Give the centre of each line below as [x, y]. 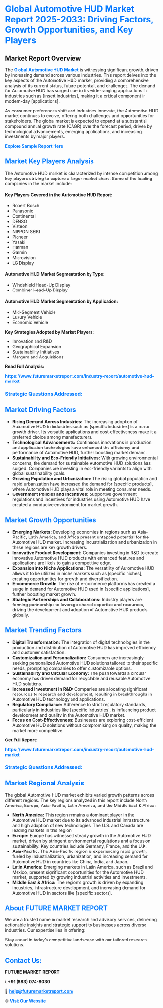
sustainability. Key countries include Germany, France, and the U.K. [79, 846]
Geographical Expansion [37, 347]
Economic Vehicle [30, 323]
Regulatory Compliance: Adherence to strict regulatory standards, [79, 704]
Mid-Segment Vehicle [34, 312]
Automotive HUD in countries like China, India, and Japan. [70, 861]
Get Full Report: [21, 740]
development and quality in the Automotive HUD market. [69, 715]
